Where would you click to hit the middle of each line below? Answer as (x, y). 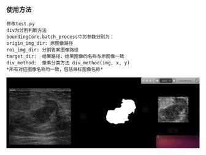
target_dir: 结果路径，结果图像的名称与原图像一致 (65, 56)
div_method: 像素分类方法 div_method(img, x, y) (68, 63)
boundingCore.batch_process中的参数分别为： (60, 37)
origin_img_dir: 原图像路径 (40, 43)
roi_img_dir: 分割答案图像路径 (43, 50)
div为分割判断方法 (27, 31)
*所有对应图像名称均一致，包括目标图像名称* (55, 70)
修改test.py (21, 24)
